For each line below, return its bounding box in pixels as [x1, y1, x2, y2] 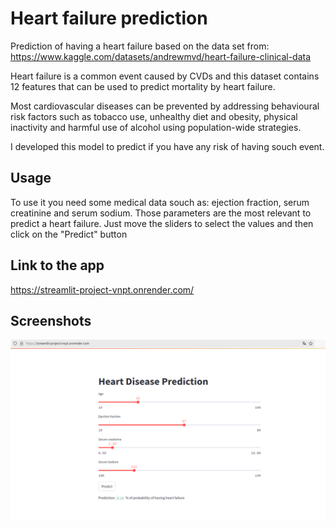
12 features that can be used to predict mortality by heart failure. [10, 80, 276, 92]
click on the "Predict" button [10, 228, 128, 240]
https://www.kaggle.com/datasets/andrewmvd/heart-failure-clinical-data [10, 50, 312, 62]
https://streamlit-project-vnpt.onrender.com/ [10, 283, 195, 296]
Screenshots [10, 312, 92, 329]
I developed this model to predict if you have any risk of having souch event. [10, 140, 325, 152]
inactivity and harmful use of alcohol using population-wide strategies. [10, 121, 302, 133]
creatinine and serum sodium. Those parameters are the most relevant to [10, 207, 312, 219]
